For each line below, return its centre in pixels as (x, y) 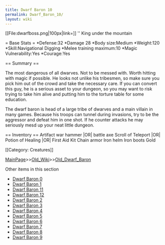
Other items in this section (32, 169)
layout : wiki (19, 19)
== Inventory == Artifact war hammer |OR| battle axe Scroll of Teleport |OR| (83, 135)
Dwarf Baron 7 (27, 227)
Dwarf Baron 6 (27, 221)
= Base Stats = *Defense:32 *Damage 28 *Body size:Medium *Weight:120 (82, 43)
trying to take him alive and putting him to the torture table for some (75, 94)
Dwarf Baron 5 (27, 216)
